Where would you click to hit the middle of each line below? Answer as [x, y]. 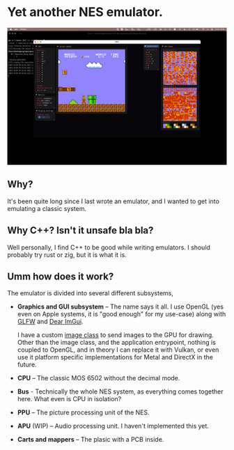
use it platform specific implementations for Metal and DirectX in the [115, 357]
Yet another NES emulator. [85, 12]
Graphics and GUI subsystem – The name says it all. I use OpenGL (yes [120, 307]
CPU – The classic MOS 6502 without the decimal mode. [99, 378]
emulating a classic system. [47, 208]
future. [27, 365]
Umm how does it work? [61, 276]
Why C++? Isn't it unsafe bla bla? [80, 231]
